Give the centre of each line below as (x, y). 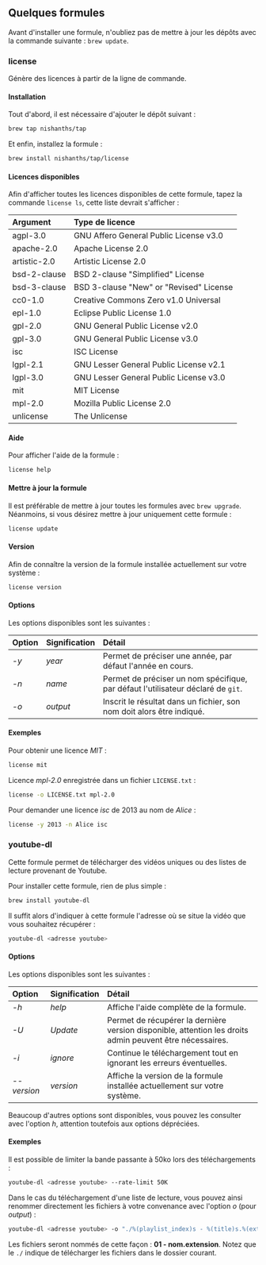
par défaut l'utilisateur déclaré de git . (173, 688)
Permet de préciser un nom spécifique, (175, 678)
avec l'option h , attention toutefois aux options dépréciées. (104, 1124)
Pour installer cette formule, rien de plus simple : (87, 885)
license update (33, 528)
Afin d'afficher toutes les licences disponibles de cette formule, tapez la (125, 195)
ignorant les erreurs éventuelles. (167, 1063)
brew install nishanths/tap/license (68, 159)
